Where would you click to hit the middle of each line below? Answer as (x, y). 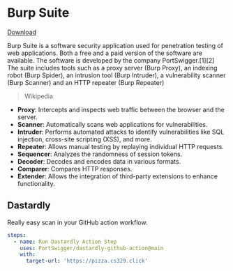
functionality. (36, 183)
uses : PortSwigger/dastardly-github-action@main (92, 248)
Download (22, 32)
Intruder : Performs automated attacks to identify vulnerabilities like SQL (121, 132)
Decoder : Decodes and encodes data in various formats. (99, 161)
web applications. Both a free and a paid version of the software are (105, 53)
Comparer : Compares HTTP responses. (75, 169)
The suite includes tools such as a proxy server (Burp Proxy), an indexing (112, 68)
